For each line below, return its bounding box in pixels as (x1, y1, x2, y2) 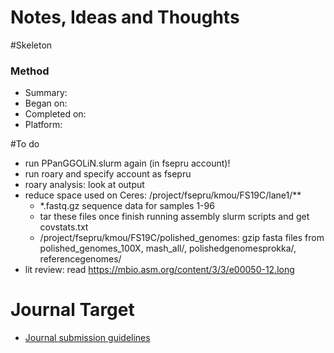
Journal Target (10, 299, 135, 321)
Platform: (24, 119, 63, 131)
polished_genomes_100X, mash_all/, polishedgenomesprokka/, (39, 242, 297, 255)
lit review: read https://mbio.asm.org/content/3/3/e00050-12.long (24, 264, 295, 276)
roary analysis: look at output (24, 179, 145, 191)
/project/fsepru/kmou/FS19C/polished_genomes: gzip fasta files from (39, 232, 325, 244)
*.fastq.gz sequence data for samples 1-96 (39, 200, 215, 212)
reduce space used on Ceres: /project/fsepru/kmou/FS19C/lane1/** (24, 189, 302, 201)
